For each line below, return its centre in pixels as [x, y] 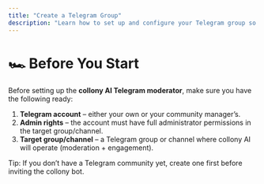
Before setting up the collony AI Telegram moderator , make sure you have [130, 91]
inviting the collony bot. [46, 171]
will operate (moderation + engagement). [87, 148]
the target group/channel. [61, 131]
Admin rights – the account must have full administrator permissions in [135, 122]
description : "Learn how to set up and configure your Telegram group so [132, 23]
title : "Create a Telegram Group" [65, 15]
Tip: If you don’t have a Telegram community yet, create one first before [125, 163]
